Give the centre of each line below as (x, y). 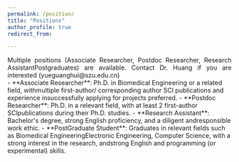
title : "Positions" (36, 21)
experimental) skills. (37, 151)
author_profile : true (39, 27)
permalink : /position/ (41, 14)
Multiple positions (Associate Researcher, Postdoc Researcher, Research (119, 60)
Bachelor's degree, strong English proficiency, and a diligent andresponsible (119, 121)
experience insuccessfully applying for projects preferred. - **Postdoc (112, 98)
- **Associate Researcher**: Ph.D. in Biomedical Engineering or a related (115, 83)
